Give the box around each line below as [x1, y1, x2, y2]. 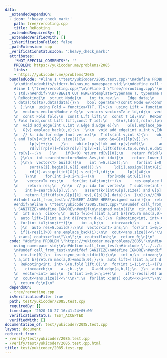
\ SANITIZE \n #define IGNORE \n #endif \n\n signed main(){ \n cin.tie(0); [14, 206, 164, 212]
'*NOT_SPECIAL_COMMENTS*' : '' [14, 58, 77, 63]
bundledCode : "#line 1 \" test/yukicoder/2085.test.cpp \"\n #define [9, 77, 150, 82]
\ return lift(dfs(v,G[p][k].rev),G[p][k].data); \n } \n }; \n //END [14, 192, 162, 197]
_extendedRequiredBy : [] [9, 30, 61, 35]
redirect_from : [5, 332, 37, 337]
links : [14, 68, 28, 73]
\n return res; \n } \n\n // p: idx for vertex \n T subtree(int [14, 183, 159, 188]
